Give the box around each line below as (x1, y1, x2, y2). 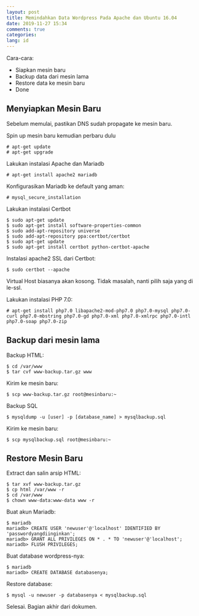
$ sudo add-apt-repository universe (6, 228, 100, 234)
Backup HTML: (6, 351, 44, 359)
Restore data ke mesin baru (15, 79, 85, 87)
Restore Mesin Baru (6, 453, 83, 464)
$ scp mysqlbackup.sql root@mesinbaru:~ (6, 437, 112, 443)
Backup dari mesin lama (6, 335, 100, 346)
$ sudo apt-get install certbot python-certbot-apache (6, 244, 150, 250)
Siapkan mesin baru (15, 66, 66, 74)
